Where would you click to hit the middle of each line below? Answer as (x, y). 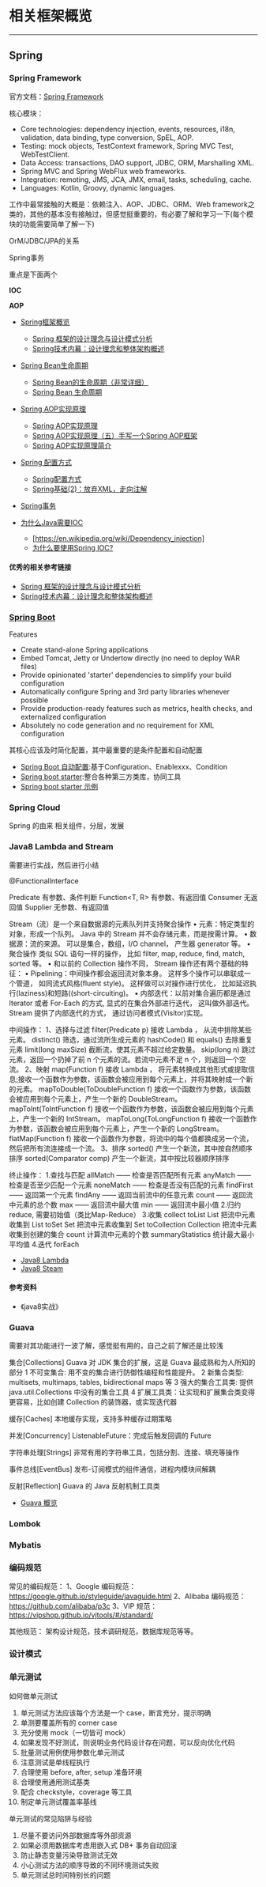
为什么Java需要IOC (52, 522)
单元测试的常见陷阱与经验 (51, 1818)
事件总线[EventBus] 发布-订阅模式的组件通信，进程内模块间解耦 (112, 1469)
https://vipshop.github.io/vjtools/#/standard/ (81, 1615)
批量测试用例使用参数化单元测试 (72, 1752)
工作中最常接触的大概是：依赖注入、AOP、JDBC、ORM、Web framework (128, 204)
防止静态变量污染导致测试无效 (69, 1855)
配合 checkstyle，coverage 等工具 (76, 1791)
